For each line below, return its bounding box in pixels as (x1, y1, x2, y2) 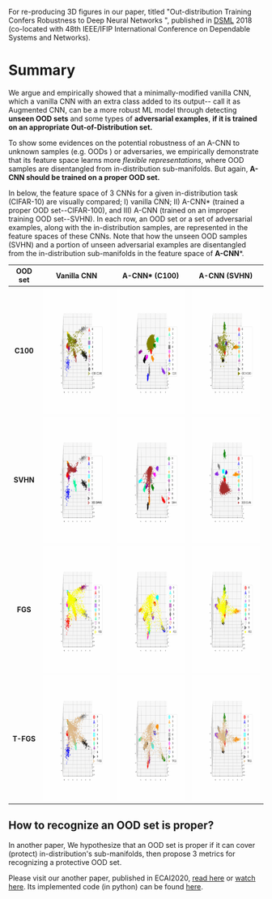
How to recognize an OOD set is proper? (8, 819, 215, 833)
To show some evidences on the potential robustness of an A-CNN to (8, 138, 240, 148)
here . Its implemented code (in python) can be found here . (8, 881, 204, 891)
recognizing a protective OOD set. (8, 857, 122, 867)
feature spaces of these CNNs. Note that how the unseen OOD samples (8, 231, 248, 241)
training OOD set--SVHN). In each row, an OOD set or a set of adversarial (8, 214, 253, 224)
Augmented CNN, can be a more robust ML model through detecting (8, 105, 237, 114)
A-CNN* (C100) (122, 271, 180, 280)
